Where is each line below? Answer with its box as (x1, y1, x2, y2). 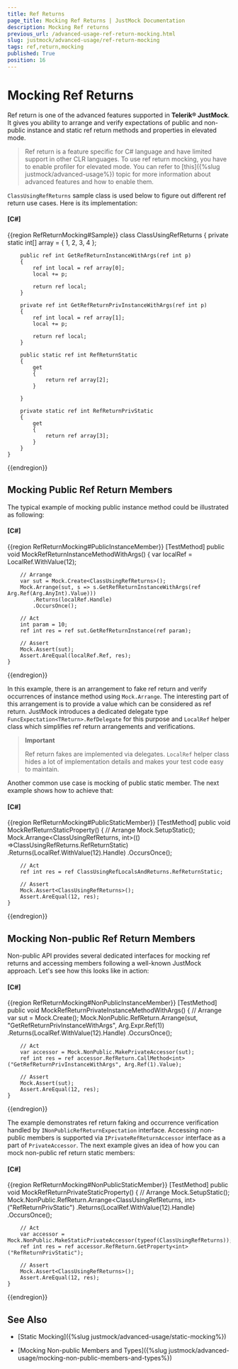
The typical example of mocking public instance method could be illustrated (7, 502, 229, 512)
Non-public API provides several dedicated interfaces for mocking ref (7, 951, 210, 960)
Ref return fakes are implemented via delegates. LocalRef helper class (24, 750, 229, 758)
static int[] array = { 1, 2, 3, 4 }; (7, 238, 97, 247)
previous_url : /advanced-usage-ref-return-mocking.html (7, 30, 176, 38)
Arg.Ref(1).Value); (124, 1061, 182, 1068)
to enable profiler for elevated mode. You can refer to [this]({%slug (24, 162, 220, 171)
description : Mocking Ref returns (7, 23, 110, 31)
